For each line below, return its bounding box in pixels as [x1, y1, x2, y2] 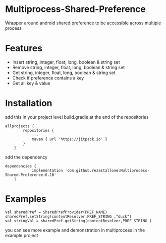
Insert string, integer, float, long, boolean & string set [12, 59, 120, 65]
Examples [5, 193, 47, 204]
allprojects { [5, 123, 35, 129]
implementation [31, 168, 63, 173]
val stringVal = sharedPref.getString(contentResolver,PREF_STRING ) [5, 218, 152, 223]
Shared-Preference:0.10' [5, 172, 56, 177]
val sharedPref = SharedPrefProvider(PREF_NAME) [5, 210, 108, 215]
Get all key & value [12, 80, 51, 86]
